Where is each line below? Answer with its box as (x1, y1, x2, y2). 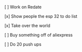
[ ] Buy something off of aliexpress (4, 32, 73, 38)
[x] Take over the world (4, 23, 51, 28)
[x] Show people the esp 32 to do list (4, 13, 78, 19)
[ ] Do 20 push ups (4, 41, 42, 47)
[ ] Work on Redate (4, 4, 42, 10)
